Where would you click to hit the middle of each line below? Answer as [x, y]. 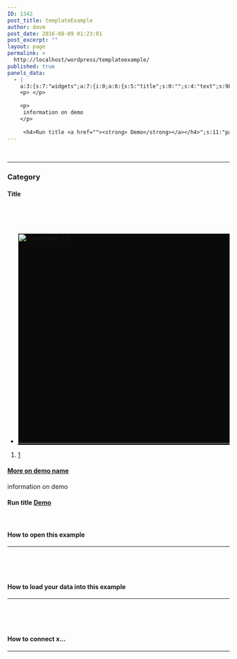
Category [24, 177]
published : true [31, 66]
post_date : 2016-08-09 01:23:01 [55, 34]
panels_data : [26, 73]
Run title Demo [29, 503]
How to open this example [46, 535]
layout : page [26, 47]
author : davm [26, 27]
